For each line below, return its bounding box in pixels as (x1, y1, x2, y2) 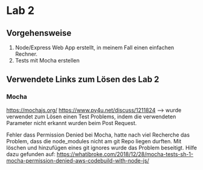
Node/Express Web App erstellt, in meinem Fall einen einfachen (15, 44, 175, 51)
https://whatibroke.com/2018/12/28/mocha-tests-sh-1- (56, 150, 194, 158)
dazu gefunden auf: (6, 150, 56, 158)
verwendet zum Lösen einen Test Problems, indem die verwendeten (6, 113, 176, 120)
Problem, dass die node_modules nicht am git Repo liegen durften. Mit (6, 137, 182, 144)
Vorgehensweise (6, 28, 72, 38)
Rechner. (15, 50, 38, 58)
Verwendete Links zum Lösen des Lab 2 (6, 74, 159, 85)
